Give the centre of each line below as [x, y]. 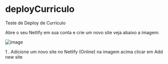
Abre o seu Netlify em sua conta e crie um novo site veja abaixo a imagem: [82, 32]
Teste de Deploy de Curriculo [36, 23]
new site [14, 57]
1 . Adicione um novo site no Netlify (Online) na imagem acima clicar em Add [84, 52]
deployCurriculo [40, 9]
